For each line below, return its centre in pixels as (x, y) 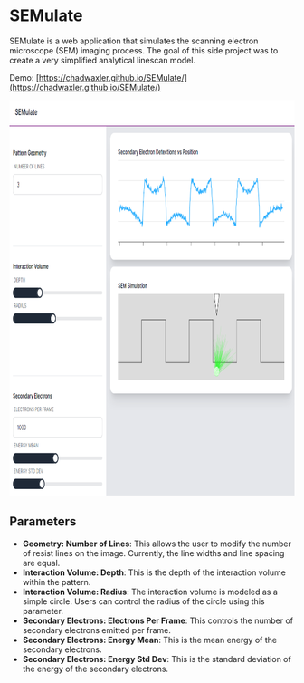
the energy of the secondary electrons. (95, 669)
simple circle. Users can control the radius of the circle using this (143, 601)
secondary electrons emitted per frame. (97, 630)
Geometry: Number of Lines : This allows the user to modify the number (157, 544)
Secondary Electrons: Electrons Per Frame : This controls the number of (158, 620)
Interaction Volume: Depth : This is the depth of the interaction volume (154, 572)
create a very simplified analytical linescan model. (103, 60)
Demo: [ (24, 77)
